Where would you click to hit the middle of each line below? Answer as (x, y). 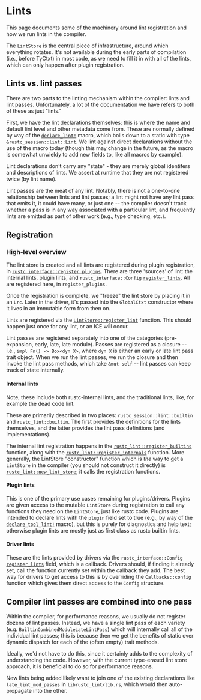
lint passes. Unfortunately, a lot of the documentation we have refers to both (100, 104)
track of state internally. (35, 370)
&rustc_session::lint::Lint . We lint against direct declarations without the (99, 142)
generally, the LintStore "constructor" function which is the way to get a (95, 459)
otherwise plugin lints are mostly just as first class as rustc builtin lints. (93, 530)
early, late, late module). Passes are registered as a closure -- (111, 345)
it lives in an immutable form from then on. (58, 309)
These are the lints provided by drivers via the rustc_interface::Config (94, 558)
